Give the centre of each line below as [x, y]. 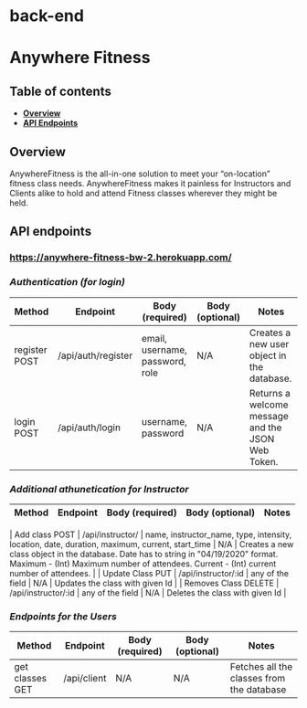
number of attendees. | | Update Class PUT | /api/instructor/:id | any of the [149, 573]
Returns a [270, 393]
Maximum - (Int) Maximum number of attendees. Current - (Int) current [143, 564]
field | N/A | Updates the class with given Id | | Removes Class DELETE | [144, 583]
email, [154, 338]
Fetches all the [261, 667]
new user [269, 343]
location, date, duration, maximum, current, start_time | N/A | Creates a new [152, 544]
